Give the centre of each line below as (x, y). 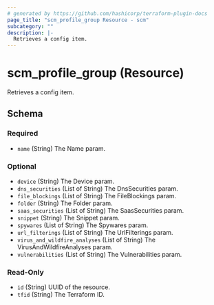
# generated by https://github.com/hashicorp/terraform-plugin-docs (107, 13)
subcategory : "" (30, 26)
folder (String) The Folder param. (65, 203)
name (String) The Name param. (61, 148)
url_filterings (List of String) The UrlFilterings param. (95, 233)
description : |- (30, 33)
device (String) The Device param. (66, 181)
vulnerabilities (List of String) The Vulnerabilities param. (99, 255)
